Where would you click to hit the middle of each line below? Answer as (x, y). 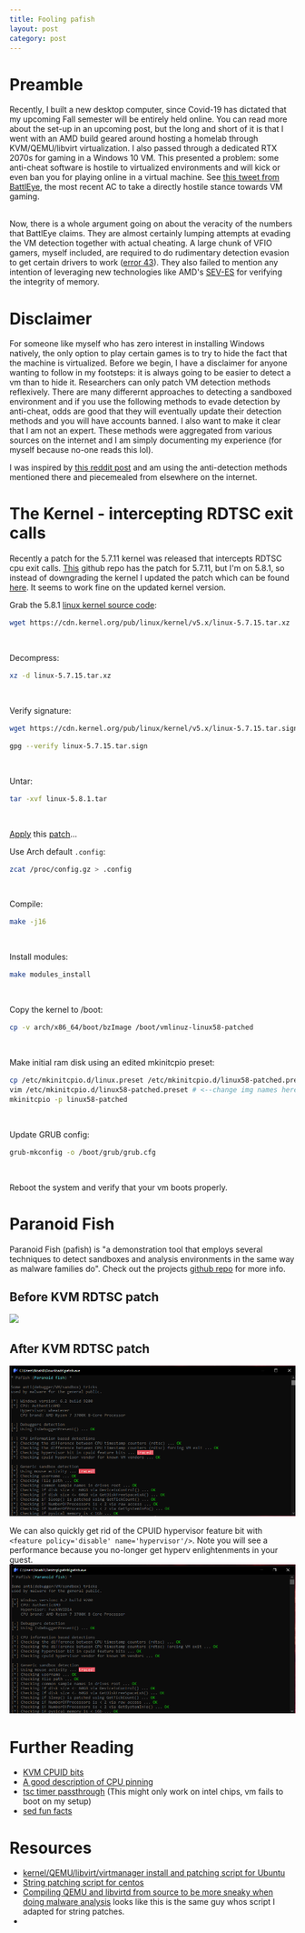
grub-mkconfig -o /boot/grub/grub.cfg (83, 1152)
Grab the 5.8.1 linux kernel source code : (83, 606)
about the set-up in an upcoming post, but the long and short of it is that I (147, 129)
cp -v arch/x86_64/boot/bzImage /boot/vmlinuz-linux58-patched (132, 1027)
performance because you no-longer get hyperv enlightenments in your (144, 1549)
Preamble (46, 84)
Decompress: (34, 658)
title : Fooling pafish (52, 19)
